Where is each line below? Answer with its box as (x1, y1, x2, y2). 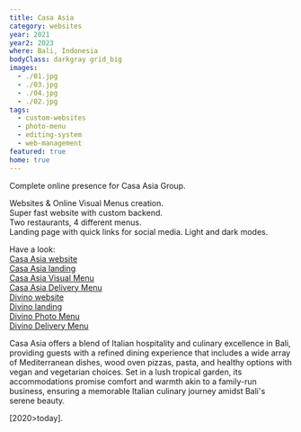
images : (9, 64, 39, 73)
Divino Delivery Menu (9, 320, 89, 331)
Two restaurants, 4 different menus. (9, 217, 142, 228)
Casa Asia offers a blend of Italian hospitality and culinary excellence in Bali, (9, 337, 291, 348)
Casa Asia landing (9, 263, 76, 274)
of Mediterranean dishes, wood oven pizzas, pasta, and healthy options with (9, 356, 292, 367)
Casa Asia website (9, 253, 78, 264)
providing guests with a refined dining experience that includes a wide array (9, 347, 291, 358)
